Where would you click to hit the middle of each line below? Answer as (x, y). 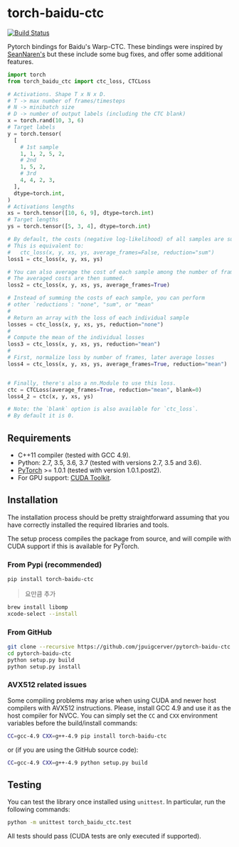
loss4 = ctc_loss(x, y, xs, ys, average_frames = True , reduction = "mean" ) (117, 364)
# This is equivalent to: (46, 246)
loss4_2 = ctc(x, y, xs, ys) (51, 396)
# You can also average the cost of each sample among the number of (113, 272)
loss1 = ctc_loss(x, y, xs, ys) (55, 259)
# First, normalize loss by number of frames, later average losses (111, 358)
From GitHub (30, 632)
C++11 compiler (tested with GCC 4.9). (74, 455)
